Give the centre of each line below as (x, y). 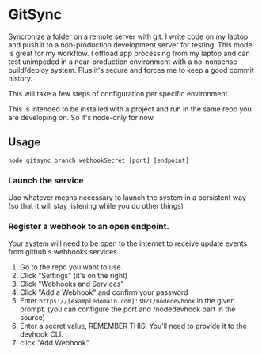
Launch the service (46, 180)
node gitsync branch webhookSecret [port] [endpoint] (99, 160)
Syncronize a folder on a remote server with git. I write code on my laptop (128, 36)
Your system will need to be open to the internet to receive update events (128, 243)
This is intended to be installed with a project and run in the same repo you (130, 109)
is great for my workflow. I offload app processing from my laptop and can (129, 53)
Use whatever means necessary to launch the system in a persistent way (127, 198)
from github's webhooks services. (64, 252)
